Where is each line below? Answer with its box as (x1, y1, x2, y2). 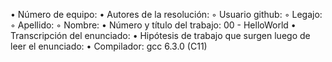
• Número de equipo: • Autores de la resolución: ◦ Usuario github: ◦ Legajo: (10, 9, 323, 20)
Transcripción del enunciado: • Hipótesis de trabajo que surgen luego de (10, 30, 311, 41)
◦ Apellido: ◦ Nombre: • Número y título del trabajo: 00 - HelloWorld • (10, 19, 297, 31)
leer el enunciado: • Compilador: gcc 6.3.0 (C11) (10, 40, 208, 52)
